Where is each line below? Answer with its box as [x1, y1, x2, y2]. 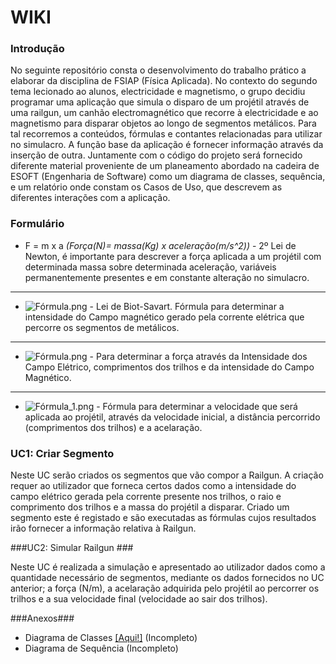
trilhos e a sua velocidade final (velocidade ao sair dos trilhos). [10, 593, 268, 605]
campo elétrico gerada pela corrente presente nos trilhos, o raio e [10, 491, 282, 503]
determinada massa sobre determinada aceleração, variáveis [24, 261, 277, 273]
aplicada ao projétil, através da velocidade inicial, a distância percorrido [24, 411, 321, 423]
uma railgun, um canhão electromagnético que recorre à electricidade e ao [10, 107, 319, 119]
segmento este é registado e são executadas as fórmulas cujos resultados [10, 512, 317, 524]
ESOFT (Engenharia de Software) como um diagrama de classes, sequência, [10, 171, 326, 183]
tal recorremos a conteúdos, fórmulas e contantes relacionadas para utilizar [10, 128, 323, 140]
